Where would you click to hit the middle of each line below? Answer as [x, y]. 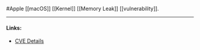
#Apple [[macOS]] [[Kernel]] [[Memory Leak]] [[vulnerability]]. [82, 9]
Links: [14, 28]
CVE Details [29, 41]
